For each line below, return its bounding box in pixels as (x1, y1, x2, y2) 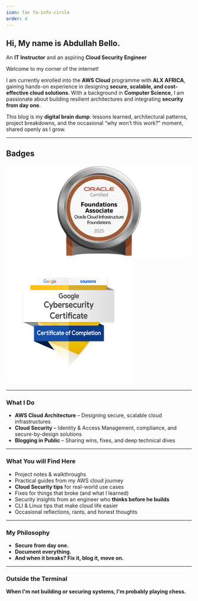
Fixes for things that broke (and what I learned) (14, 490, 129, 497)
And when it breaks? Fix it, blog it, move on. (14, 554, 124, 561)
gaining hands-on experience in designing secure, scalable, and (6, 83, 164, 90)
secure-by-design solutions (14, 431, 82, 438)
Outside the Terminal (6, 574, 68, 583)
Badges (6, 148, 35, 159)
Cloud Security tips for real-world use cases (14, 483, 124, 490)
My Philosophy (6, 528, 50, 537)
